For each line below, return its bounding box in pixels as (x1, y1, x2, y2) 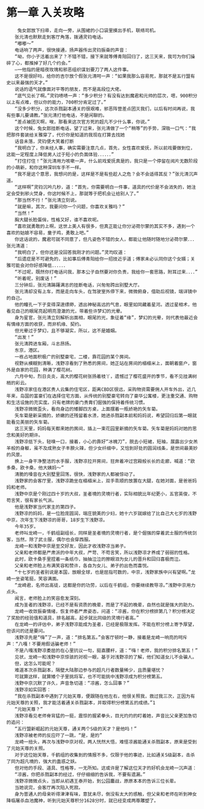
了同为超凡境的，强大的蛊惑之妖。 (6, 758, 80, 765)
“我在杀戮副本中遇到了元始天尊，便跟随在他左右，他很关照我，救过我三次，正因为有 (14, 693, 195, 699)
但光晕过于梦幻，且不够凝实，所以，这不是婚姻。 (14, 327, 119, 334)
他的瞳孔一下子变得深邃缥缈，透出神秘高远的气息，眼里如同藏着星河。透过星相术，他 (14, 302, 197, 308)
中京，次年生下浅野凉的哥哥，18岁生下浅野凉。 (6, 517, 108, 523)
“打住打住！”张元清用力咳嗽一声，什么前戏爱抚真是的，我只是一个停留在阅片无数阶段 (14, 158, 198, 164)
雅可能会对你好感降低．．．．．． (6, 262, 69, 268)
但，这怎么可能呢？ (14, 660, 56, 666)
